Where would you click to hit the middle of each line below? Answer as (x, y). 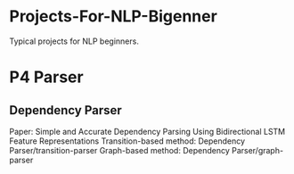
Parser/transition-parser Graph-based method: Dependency (119, 150)
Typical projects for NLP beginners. (74, 41)
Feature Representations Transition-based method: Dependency (127, 141)
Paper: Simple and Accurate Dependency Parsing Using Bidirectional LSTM (147, 131)
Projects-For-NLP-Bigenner (114, 17)
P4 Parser (46, 77)
